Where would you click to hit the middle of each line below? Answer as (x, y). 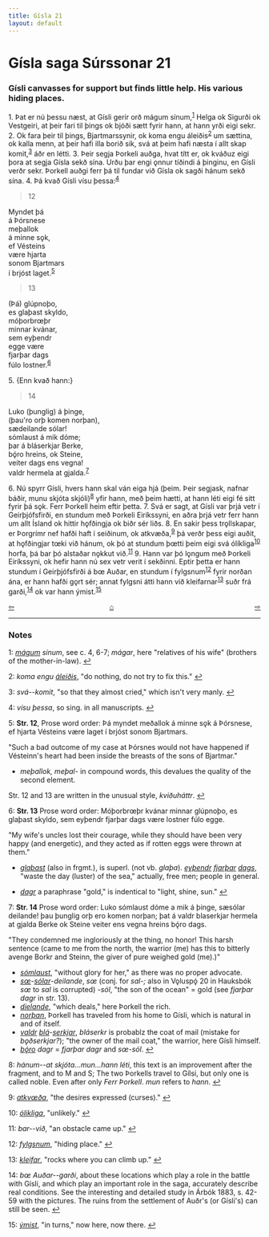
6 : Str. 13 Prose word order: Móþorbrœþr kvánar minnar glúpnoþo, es (123, 811)
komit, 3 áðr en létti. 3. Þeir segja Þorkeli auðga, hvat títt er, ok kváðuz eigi (129, 153)
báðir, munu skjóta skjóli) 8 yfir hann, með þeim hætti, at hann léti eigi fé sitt (132, 497)
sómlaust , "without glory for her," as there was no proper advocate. (131, 973)
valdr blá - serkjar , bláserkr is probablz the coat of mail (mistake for (130, 1032)
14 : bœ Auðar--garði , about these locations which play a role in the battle (129, 1175)
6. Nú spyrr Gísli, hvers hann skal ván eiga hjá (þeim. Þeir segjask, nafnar (129, 488)
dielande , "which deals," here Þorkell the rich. (95, 1007)
